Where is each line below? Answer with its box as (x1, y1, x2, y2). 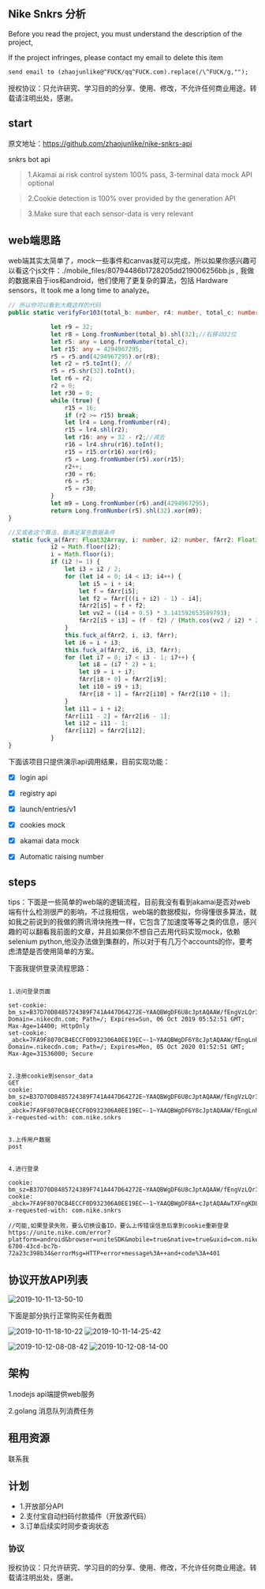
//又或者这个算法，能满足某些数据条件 (8, 528, 116, 536)
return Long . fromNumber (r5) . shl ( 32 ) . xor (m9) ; (50, 507, 203, 515)
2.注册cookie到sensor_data (8, 1072, 93, 1081)
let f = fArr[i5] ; (78, 587, 140, 595)
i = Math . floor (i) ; (50, 550, 114, 559)
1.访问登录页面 (8, 987, 51, 996)
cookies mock (19, 821, 65, 830)
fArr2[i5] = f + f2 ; (78, 602, 147, 610)
